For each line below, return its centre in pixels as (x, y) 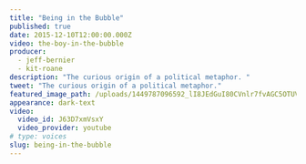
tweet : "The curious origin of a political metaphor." (116, 86)
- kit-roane (41, 69)
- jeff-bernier (46, 60)
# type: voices (38, 137)
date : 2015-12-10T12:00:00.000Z (71, 35)
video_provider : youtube (65, 128)
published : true (40, 26)
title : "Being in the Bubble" (67, 18)
